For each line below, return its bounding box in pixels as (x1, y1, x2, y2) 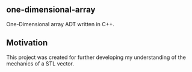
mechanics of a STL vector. (6, 60, 74, 67)
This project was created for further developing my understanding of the (6, 54, 187, 61)
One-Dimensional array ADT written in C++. (6, 20, 114, 27)
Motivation (6, 38, 48, 48)
